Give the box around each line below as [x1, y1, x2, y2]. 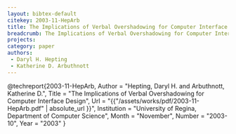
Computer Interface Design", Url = [7, 96, 107, 105]
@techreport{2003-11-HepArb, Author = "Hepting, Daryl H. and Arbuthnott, [7, 81, 225, 90]
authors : [7, 50, 33, 57]
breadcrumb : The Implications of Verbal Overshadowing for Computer [7, 29, 212, 37]
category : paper [7, 43, 55, 50]
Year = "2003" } [19, 119, 66, 127]
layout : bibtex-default [7, 10, 77, 18]
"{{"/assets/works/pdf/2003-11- [107, 96, 200, 105]
